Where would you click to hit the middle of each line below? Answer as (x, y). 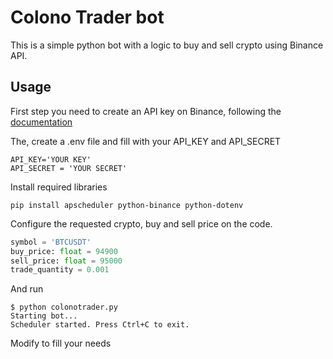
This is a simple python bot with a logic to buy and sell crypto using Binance (167, 45)
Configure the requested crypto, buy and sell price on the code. (141, 223)
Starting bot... (44, 316)
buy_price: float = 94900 (64, 251)
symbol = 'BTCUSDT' (51, 242)
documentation (41, 122)
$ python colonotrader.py (64, 307)
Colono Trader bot (87, 17)
